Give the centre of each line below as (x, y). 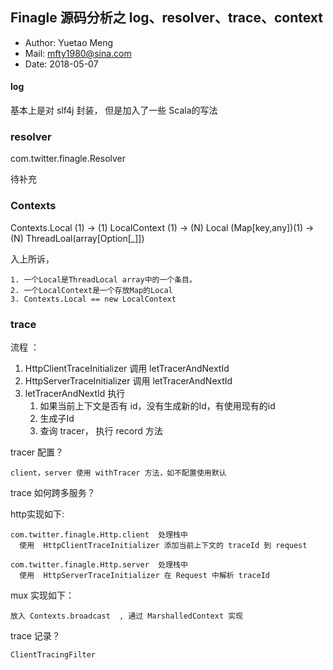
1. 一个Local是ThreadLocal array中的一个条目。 (103, 279)
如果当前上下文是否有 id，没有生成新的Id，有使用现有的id (157, 405)
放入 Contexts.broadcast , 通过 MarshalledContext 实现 (127, 616)
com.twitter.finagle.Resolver (68, 159)
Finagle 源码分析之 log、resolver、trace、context (166, 18)
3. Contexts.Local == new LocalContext (93, 299)
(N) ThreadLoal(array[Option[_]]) (77, 238)
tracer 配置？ (37, 452)
